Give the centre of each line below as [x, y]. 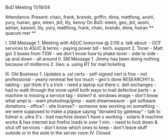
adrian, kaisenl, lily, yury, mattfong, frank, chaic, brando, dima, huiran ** [79, 28]
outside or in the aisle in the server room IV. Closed [58, 133]
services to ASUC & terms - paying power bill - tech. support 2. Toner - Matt [84, 48]
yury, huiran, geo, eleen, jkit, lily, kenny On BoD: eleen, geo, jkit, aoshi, [78, 22]
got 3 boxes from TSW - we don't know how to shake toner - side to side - [82, 53]
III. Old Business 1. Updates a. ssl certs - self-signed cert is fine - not [76, 74]
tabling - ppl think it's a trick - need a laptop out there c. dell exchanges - [81, 85]
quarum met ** [21, 33]
